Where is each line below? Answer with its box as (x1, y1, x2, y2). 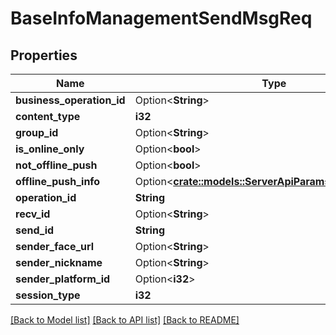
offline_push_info (15, 175, 101, 188)
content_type (15, 110, 81, 123)
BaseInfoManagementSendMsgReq (10, 7, 313, 30)
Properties (10, 47, 78, 64)
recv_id (15, 207, 51, 221)
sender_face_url (15, 240, 95, 253)
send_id (15, 223, 55, 237)
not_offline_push (15, 158, 98, 172)
